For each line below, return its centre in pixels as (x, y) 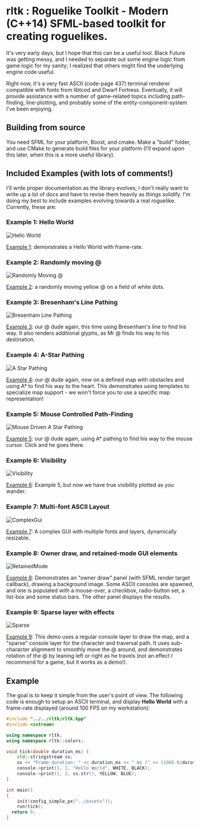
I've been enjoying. (29, 109)
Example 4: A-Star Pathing (45, 355)
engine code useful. (31, 72)
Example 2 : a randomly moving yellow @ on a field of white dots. (85, 287)
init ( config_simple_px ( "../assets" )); (65, 801)
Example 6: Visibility (37, 460)
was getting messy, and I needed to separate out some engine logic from (96, 59)
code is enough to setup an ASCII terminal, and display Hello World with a (97, 702)
